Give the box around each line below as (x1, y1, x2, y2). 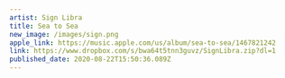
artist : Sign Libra (9, 13, 83, 22)
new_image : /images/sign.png (9, 30, 119, 39)
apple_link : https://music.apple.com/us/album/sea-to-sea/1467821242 (9, 38, 277, 48)
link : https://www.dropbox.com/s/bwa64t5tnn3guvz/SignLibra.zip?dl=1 (9, 47, 277, 56)
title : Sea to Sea (9, 22, 78, 30)
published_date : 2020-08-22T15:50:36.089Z (9, 55, 171, 64)
